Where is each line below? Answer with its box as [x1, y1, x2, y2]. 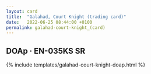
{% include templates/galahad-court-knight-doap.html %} [6, 61, 146, 68]
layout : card [6, 8, 38, 14]
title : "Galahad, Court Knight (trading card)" [6, 14, 127, 20]
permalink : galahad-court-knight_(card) [6, 24, 106, 31]
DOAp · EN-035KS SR [6, 46, 86, 55]
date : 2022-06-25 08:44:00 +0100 [6, 19, 93, 25]
